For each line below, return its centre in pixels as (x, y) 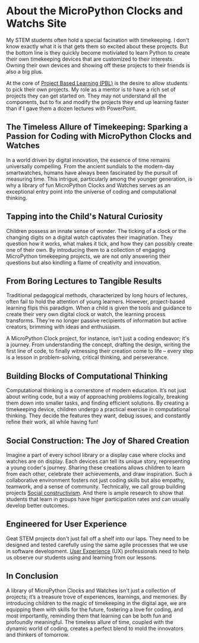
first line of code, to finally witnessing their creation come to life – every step (100, 351)
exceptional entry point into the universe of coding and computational (91, 191)
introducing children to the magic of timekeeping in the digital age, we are (97, 603)
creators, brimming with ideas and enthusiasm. (64, 327)
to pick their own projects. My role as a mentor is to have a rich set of (91, 89)
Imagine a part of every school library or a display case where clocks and (96, 455)
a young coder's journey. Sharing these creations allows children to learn (96, 467)
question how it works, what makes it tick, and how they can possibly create (99, 243)
